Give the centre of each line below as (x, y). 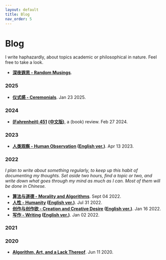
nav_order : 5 (19, 19)
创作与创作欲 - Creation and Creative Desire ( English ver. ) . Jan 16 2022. (86, 208)
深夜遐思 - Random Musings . (42, 73)
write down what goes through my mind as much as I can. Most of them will (83, 181)
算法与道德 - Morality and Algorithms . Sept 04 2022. (67, 196)
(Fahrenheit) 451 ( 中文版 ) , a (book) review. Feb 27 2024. (70, 121)
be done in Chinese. (26, 186)
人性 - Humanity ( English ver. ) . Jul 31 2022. (57, 202)
